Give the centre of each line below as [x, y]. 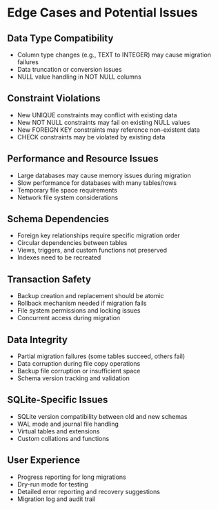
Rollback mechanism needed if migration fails [82, 303]
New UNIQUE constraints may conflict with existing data [97, 115]
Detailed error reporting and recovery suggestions [89, 491]
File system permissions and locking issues [79, 311]
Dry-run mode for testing [52, 484]
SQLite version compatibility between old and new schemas [102, 416]
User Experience [44, 460]
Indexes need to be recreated [59, 257]
